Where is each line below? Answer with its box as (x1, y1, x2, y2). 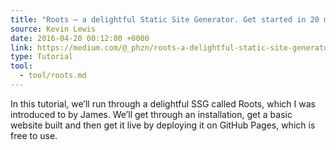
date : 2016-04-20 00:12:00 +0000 (10, 33, 150, 43)
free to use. (10, 129, 58, 141)
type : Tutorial (10, 52, 74, 62)
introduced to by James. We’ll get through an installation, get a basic (10, 108, 293, 120)
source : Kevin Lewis (10, 24, 97, 34)
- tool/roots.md (19, 71, 87, 81)
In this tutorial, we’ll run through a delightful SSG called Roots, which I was (10, 97, 316, 110)
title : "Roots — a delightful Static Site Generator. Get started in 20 (10, 14, 320, 25)
